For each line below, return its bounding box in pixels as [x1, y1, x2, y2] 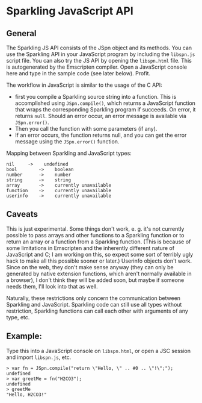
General [6, 28, 37, 39]
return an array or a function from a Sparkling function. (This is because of [6, 238, 191, 245]
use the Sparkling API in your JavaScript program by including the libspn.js [6, 51, 195, 58]
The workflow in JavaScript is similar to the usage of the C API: [6, 81, 162, 89]
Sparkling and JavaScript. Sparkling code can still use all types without [6, 301, 182, 308]
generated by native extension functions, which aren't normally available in [6, 270, 192, 277]
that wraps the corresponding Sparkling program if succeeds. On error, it [14, 106, 196, 113]
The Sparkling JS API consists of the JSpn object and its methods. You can [6, 44, 192, 51]
